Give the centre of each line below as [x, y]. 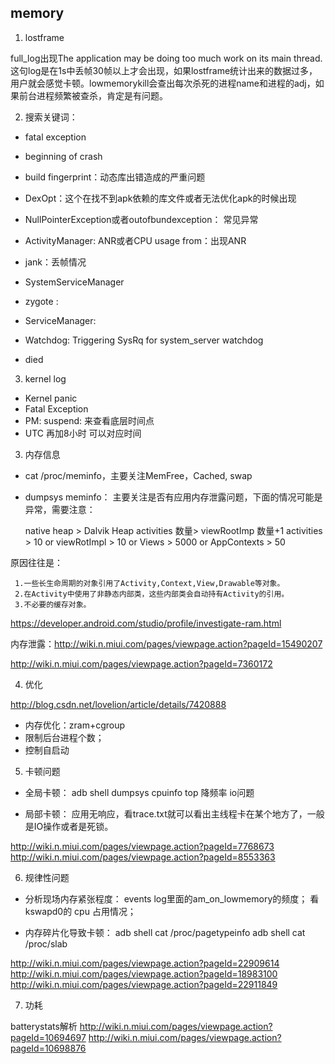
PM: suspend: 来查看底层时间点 [89, 420]
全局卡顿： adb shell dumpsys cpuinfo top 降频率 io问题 [139, 792]
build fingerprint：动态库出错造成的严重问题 [115, 177]
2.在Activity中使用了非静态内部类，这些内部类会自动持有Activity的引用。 [152, 594]
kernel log [45, 378]
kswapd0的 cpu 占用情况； [80, 911]
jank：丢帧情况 [55, 262]
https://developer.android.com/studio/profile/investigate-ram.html [146, 623]
